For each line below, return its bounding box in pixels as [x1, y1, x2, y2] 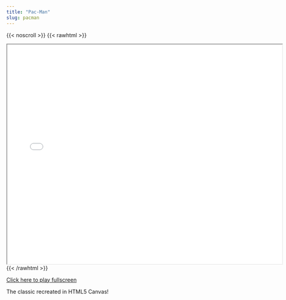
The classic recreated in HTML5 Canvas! [6, 288, 109, 295]
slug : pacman [6, 15, 40, 21]
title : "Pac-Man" [6, 9, 51, 15]
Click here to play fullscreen [6, 276, 77, 284]
